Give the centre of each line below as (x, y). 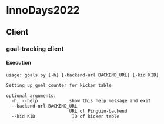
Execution (19, 63)
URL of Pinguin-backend (98, 111)
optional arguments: (31, 95)
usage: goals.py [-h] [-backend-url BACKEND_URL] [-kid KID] (83, 75)
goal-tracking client (35, 49)
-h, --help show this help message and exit (81, 100)
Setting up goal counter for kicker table (59, 85)
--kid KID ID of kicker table (65, 116)
